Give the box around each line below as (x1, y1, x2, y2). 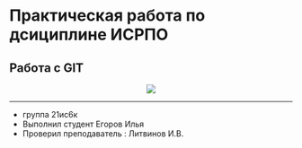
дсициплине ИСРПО (9, 24, 169, 45)
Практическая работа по (9, 5, 206, 26)
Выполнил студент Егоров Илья (22, 118, 145, 129)
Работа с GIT (9, 60, 84, 75)
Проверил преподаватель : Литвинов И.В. (22, 128, 184, 139)
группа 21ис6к (22, 109, 78, 119)
